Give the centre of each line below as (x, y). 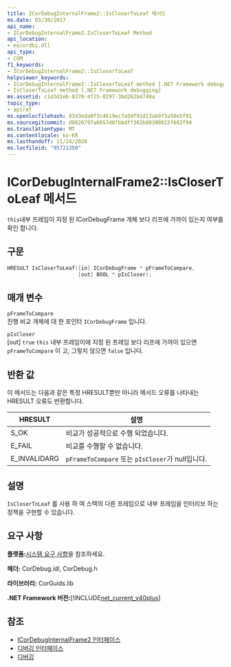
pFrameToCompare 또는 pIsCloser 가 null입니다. (136, 459)
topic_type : (24, 103)
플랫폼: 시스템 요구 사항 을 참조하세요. (56, 554)
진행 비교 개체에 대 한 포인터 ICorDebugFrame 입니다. (77, 322)
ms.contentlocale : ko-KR (43, 135)
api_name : (21, 26)
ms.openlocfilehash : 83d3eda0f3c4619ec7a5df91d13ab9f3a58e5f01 (100, 116)
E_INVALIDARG (35, 459)
